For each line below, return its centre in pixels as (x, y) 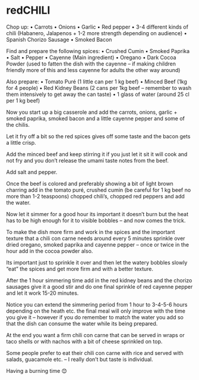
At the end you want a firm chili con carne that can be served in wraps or (96, 335)
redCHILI (28, 10)
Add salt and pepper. (32, 172)
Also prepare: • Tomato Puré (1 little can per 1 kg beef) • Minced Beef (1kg (97, 82)
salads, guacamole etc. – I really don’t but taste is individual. (80, 359)
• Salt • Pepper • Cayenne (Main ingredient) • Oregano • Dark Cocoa (91, 57)
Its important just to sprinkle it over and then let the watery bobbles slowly (97, 262)
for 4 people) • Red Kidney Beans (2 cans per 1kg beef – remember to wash (99, 88)
